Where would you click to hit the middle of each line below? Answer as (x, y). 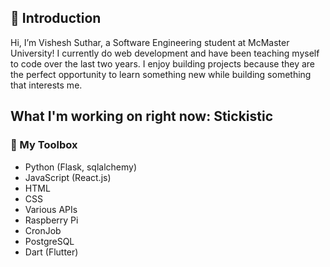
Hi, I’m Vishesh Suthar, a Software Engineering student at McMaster (150, 42)
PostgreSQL (49, 241)
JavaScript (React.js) (68, 177)
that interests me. (46, 85)
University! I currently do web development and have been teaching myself (165, 53)
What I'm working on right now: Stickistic (142, 116)
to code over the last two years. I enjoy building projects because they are (163, 63)
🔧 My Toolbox (44, 145)
